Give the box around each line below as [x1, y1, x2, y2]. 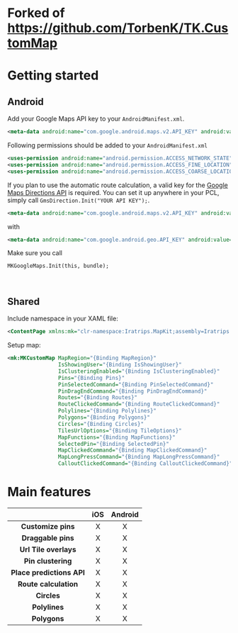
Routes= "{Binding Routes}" [57, 394, 138, 401]
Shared [7, 296, 40, 308]
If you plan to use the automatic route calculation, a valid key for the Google [7, 181, 228, 189]
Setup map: [7, 341, 41, 349]
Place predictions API [11, 567, 85, 577]
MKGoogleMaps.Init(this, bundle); [7, 262, 110, 270]
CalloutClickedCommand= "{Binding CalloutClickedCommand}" [57, 460, 233, 467]
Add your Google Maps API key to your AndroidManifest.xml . [7, 115, 185, 123]
